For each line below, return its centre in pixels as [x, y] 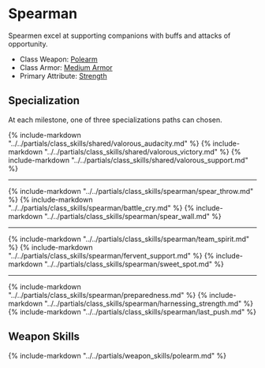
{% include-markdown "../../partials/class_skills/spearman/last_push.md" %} [132, 311]
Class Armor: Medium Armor [66, 67]
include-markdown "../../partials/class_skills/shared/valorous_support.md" [128, 160]
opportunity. [28, 43]
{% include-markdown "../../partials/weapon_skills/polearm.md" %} [118, 355]
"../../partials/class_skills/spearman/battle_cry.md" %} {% [101, 208]
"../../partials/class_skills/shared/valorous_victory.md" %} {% [143, 151]
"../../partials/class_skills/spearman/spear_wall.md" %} [133, 216]
